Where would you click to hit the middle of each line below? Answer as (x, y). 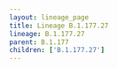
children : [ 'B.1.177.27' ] (57, 50)
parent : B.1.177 (39, 42)
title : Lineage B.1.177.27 (59, 26)
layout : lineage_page (49, 17)
